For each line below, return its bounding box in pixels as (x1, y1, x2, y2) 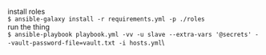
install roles (7, 7, 46, 16)
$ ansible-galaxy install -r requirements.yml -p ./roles (7, 15, 205, 23)
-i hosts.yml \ (118, 37, 165, 47)
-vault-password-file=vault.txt (7, 39, 115, 47)
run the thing (7, 22, 50, 31)
